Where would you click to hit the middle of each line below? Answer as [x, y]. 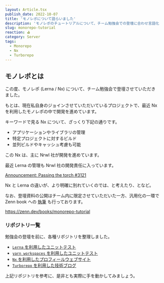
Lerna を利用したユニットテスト [44, 247]
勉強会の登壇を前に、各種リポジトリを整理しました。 [59, 237]
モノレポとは [24, 76]
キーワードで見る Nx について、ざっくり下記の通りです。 [62, 122]
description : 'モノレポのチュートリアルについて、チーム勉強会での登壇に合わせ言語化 [82, 23]
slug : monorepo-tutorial [30, 28]
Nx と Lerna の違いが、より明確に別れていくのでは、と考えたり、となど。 [80, 185]
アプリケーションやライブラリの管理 [49, 132]
